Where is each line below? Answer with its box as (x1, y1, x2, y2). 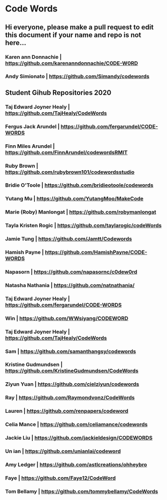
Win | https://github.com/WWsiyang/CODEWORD (5, 315, 129, 322)
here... (5, 38, 26, 47)
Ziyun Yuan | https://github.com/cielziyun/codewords (5, 381, 140, 388)
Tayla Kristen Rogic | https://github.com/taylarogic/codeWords (5, 222, 162, 229)
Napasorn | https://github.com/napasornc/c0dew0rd (5, 268, 138, 275)
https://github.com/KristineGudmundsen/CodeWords (5, 367, 139, 374)
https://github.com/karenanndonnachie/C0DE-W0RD (5, 59, 138, 66)
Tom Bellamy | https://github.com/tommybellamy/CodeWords (5, 488, 159, 495)
